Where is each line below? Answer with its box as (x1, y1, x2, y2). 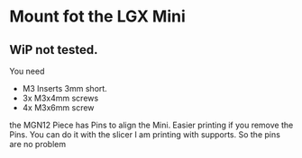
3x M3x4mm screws (22, 92, 99, 103)
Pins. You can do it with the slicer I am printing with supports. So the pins (9, 129, 281, 140)
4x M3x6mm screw (22, 102, 95, 113)
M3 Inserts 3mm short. (22, 83, 108, 93)
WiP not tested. (9, 42, 98, 57)
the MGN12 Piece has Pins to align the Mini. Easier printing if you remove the (9, 119, 294, 130)
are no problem (9, 139, 66, 149)
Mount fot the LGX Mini (9, 6, 187, 27)
